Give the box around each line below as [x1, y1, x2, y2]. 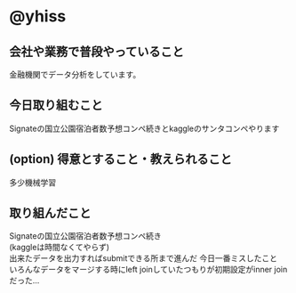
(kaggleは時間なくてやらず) [9, 242, 109, 253]
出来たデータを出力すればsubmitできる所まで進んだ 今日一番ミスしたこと [9, 253, 278, 264]
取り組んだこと [9, 206, 92, 221]
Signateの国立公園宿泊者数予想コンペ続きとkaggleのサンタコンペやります [9, 123, 280, 134]
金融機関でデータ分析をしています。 [9, 69, 141, 79]
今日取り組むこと [9, 98, 103, 113]
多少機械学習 [9, 176, 56, 188]
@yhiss [9, 6, 67, 27]
